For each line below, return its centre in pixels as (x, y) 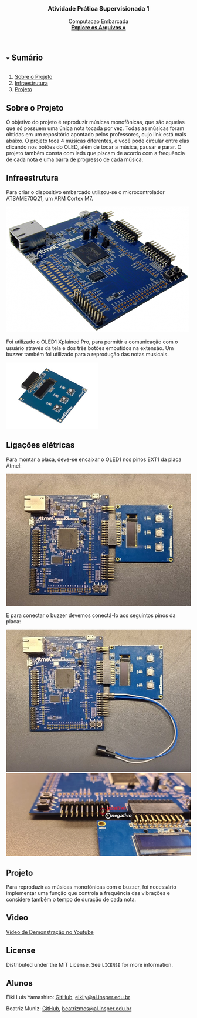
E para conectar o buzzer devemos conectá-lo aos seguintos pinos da (91, 615)
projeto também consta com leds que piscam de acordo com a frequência (96, 153)
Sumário (27, 57)
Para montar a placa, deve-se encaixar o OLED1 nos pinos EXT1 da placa (94, 459)
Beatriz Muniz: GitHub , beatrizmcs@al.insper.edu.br (69, 1009)
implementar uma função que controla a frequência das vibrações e (88, 893)
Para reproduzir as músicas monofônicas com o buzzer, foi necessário (91, 887)
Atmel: (14, 465)
